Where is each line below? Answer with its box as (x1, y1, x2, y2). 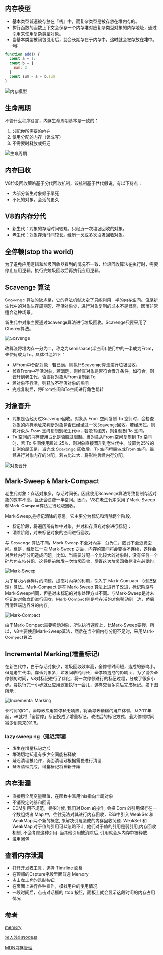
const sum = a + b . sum (9, 75, 55, 79)
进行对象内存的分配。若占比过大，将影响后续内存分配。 (16, 452, 127, 458)
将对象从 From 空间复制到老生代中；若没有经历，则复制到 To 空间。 (12, 428, 147, 433)
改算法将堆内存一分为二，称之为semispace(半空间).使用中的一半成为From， (5, 345, 156, 351)
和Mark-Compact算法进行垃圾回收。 (5, 503, 78, 508)
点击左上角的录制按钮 (12, 877, 55, 883)
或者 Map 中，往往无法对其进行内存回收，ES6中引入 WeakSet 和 (25, 811, 154, 817)
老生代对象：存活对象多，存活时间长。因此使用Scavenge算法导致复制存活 (5, 490, 153, 496)
